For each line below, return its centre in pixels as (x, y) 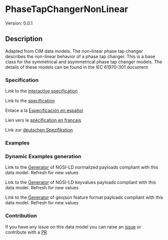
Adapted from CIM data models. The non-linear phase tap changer (74, 51)
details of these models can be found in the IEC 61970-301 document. (77, 67)
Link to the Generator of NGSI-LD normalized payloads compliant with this (82, 167)
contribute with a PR (26, 232)
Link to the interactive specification (41, 91)
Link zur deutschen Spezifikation (39, 130)
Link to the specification (30, 101)
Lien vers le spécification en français (43, 120)
